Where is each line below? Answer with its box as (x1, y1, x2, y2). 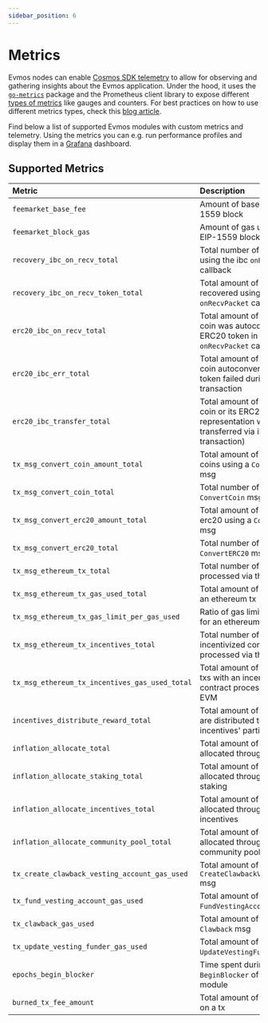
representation (199, 416, 255, 427)
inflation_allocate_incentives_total (12, 805, 156, 814)
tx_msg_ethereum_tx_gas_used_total (12, 589, 148, 599)
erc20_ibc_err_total (12, 369, 90, 379)
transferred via (199, 426, 255, 437)
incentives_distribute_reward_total (12, 716, 152, 726)
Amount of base (199, 199, 260, 210)
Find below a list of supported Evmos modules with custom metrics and (8, 121, 243, 132)
